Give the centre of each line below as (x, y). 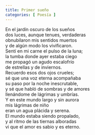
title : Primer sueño (27, 10)
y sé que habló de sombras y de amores (48, 89)
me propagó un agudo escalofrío (40, 62)
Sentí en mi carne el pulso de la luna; (44, 51)
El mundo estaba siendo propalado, (43, 116)
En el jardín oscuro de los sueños (40, 29)
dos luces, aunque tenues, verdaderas (46, 35)
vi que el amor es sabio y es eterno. (43, 127)
